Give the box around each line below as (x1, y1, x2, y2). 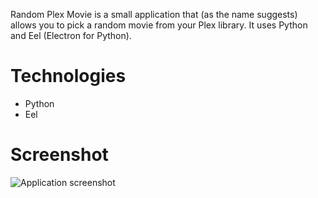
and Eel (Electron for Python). (10, 30, 132, 41)
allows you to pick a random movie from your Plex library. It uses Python (10, 19, 308, 31)
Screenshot (10, 144, 109, 166)
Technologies (10, 65, 127, 88)
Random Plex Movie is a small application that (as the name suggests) (10, 9, 298, 20)
